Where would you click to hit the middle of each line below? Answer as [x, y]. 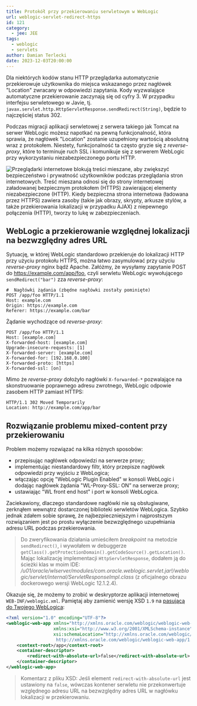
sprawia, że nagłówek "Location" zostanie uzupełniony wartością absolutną [97, 139]
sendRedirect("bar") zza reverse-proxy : [55, 279]
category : [18, 28]
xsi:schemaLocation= [78, 634]
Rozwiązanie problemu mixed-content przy [87, 426]
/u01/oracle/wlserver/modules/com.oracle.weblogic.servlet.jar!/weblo [105, 571]
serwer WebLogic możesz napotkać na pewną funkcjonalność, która [89, 132]
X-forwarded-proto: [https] [40, 363]
